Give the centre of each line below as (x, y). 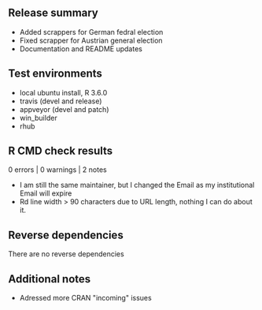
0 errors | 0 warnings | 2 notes (58, 170)
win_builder (38, 118)
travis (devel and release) (61, 101)
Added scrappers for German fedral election (91, 32)
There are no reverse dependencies (66, 254)
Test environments (55, 74)
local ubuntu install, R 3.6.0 (63, 92)
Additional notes (50, 279)
